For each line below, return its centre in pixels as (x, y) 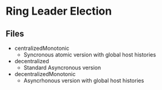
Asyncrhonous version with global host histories (84, 81)
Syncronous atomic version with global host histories (89, 55)
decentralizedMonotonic (45, 74)
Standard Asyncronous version (62, 67)
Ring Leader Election (59, 11)
